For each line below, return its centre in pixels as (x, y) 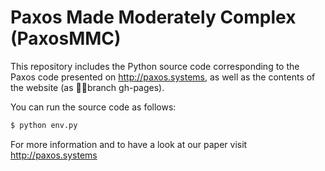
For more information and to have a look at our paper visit (129, 144)
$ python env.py (44, 125)
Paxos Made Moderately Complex (153, 17)
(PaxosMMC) (66, 38)
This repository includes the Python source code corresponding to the (155, 66)
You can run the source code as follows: (93, 107)
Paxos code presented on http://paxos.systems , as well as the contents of (163, 77)
